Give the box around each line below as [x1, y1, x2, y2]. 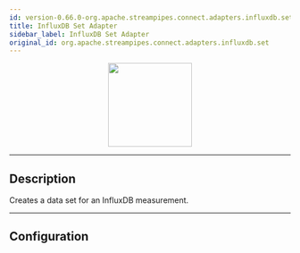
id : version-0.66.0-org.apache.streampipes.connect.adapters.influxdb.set [9, 13, 294, 22]
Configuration [9, 229, 89, 244]
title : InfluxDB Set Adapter [9, 21, 118, 30]
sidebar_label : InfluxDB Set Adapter [9, 30, 150, 38]
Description [9, 171, 76, 186]
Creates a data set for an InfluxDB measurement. [9, 195, 189, 206]
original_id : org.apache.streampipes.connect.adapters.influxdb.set [9, 38, 270, 47]
